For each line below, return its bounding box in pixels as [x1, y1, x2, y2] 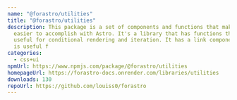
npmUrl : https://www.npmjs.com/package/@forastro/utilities [7, 63, 188, 70]
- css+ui [13, 56, 39, 63]
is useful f [13, 43, 49, 50]
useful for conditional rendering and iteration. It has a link [13, 37, 207, 44]
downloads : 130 [7, 75, 52, 83]
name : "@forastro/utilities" [7, 10, 93, 18]
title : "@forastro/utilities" [7, 17, 97, 24]
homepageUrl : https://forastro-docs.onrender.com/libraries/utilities [7, 69, 219, 76]
